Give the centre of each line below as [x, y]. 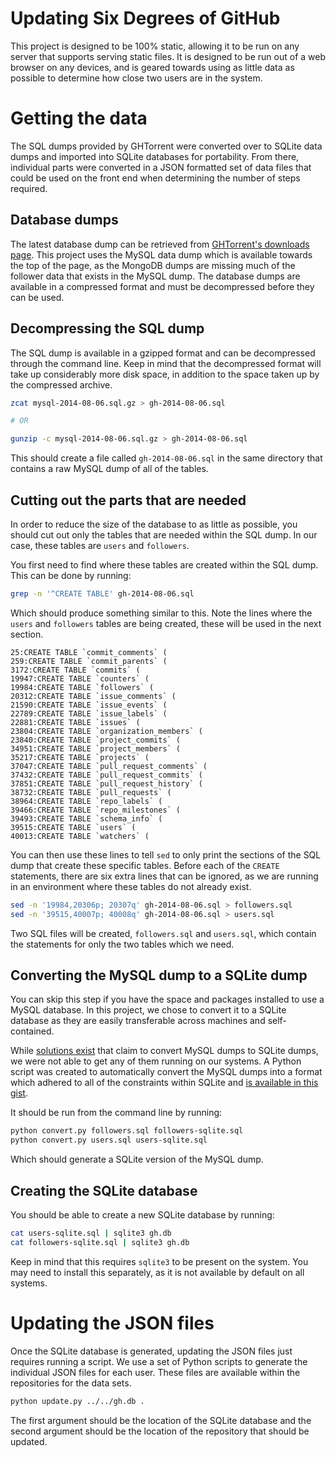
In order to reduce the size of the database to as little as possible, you [154, 524]
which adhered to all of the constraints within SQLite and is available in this [164, 1083]
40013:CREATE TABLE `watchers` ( [80, 836]
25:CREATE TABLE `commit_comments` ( [89, 652]
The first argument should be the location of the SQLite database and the [161, 1420]
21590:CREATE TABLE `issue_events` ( [89, 705]
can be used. [37, 297]
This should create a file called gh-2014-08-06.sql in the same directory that [166, 458]
